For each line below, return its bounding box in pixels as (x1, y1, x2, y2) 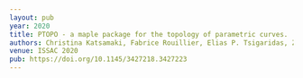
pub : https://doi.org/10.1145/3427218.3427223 (9, 55, 188, 64)
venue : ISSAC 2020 (9, 47, 78, 56)
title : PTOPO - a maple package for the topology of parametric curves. (9, 30, 289, 39)
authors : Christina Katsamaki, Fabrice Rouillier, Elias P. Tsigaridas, (9, 38, 289, 48)
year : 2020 (9, 22, 50, 30)
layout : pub (9, 13, 54, 22)
